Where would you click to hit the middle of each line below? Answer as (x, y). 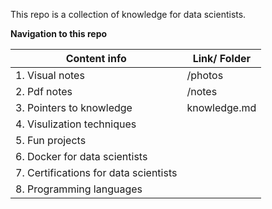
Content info (96, 58)
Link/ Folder (222, 58)
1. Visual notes (50, 75)
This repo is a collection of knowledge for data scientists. (128, 14)
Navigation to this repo (59, 33)
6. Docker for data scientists (81, 156)
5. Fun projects (51, 140)
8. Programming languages (79, 189)
